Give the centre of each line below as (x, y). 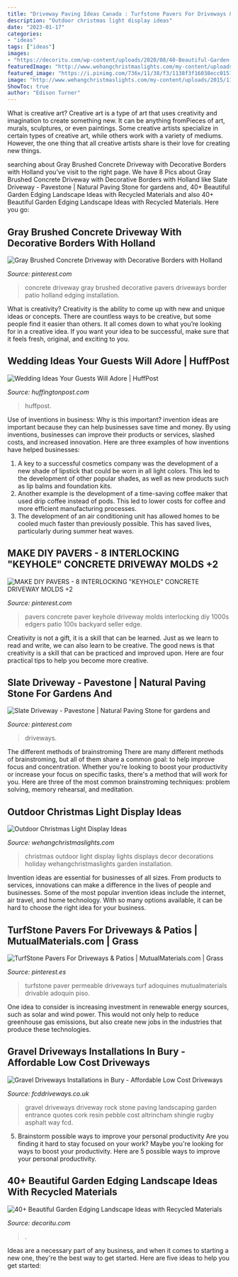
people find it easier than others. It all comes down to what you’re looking (114, 324)
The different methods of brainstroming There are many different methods (116, 752)
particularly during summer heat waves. (76, 531)
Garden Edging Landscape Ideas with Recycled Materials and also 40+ (110, 195)
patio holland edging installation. (72, 295)
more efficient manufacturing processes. (77, 508)
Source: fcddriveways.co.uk (49, 1093)
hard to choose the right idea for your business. (77, 908)
